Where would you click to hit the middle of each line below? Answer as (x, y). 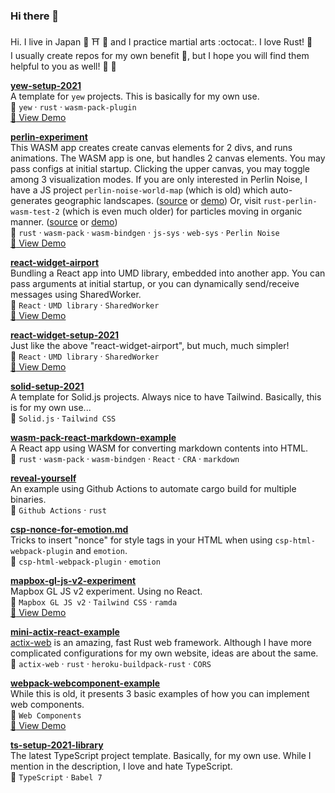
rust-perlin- (290, 202)
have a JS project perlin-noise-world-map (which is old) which (139, 190)
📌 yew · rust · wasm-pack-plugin (73, 107)
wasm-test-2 (35, 212)
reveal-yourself (43, 478)
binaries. (28, 500)
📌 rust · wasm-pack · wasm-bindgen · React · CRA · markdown (125, 459)
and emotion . (101, 551)
